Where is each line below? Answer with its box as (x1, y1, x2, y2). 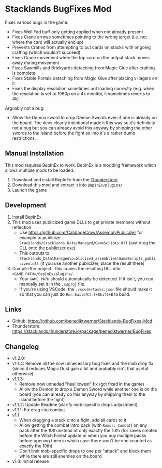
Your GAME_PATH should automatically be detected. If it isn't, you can (19, 275, 154, 282)
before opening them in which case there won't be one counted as (19, 438, 152, 444)
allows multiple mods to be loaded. (5, 167, 74, 173)
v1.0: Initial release (12, 458, 49, 464)
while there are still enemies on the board (19, 453, 102, 459)
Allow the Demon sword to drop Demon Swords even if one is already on (12, 114, 157, 120)
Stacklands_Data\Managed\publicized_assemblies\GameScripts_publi (19, 256, 156, 261)
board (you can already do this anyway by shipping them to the (19, 391, 146, 397)
